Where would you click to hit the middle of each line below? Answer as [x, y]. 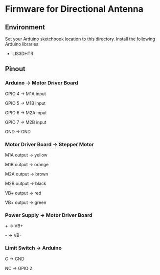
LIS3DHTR [23, 53]
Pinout [15, 69]
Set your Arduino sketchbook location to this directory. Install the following [80, 39]
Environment [25, 27]
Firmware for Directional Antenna [74, 9]
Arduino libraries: [23, 44]
